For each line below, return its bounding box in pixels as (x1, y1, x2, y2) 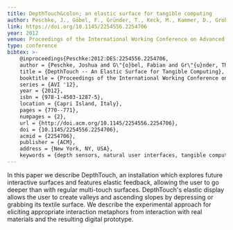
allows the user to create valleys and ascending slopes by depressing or (7, 193, 214, 201)
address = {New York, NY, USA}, (19, 145, 113, 152)
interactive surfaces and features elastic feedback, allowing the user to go (7, 178, 220, 186)
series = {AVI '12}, (19, 81, 79, 88)
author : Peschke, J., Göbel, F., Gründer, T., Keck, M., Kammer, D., (7, 17, 213, 24)
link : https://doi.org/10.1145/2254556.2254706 (7, 23, 148, 30)
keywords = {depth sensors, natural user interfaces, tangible (19, 152, 207, 159)
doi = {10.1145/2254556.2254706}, (19, 126, 119, 133)
